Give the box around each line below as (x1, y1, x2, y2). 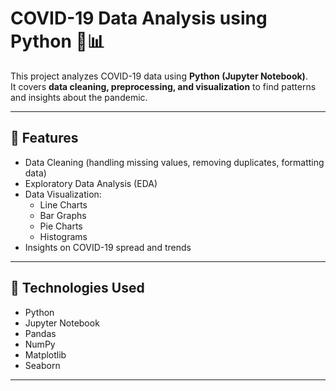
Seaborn (24, 359, 61, 371)
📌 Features (10, 130, 79, 147)
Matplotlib (24, 348, 67, 361)
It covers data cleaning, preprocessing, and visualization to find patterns (10, 80, 317, 92)
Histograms (39, 230, 88, 242)
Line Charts (39, 198, 88, 211)
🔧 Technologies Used (10, 280, 145, 297)
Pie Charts (39, 220, 83, 232)
